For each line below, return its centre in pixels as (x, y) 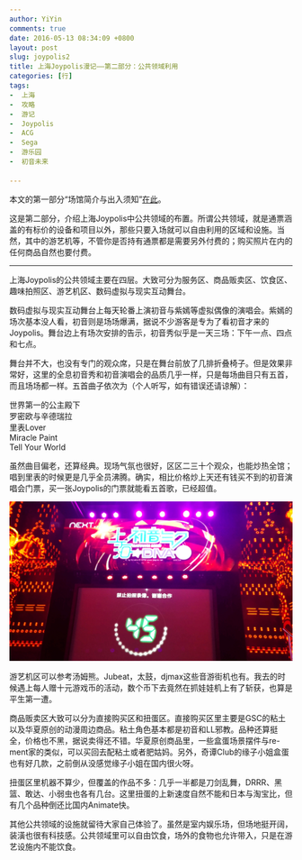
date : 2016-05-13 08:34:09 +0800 (72, 38)
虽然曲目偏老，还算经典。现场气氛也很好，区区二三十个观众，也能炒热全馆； (151, 465)
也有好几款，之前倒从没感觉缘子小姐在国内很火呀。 (104, 763)
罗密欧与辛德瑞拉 (41, 416)
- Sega (24, 143)
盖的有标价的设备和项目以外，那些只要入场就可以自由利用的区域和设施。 (143, 229)
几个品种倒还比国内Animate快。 (75, 805)
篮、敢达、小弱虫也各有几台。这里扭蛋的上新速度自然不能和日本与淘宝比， (147, 793)
